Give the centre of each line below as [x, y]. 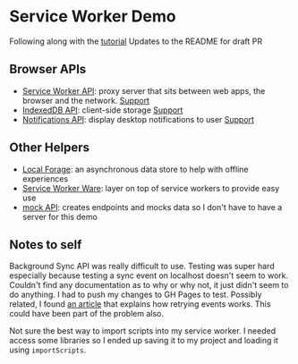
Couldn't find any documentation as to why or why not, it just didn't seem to [149, 285]
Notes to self [46, 245]
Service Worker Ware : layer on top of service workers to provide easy [151, 188]
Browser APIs [48, 69]
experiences [45, 178]
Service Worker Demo [93, 17]
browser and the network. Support [86, 100]
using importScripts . [48, 350]
